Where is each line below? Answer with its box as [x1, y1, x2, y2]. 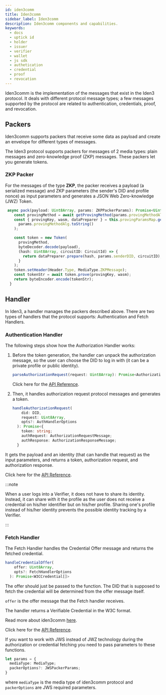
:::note [5, 481, 18, 487]
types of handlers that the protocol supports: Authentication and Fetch [5, 314, 149, 319]
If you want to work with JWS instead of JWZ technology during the [5, 636, 143, 642]
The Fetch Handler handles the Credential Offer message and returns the [5, 545, 154, 551]
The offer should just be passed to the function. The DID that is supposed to [5, 583, 160, 589]
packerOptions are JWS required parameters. [5, 685, 97, 691]
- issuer [9, 44, 28, 49]
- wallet [9, 53, 28, 59]
